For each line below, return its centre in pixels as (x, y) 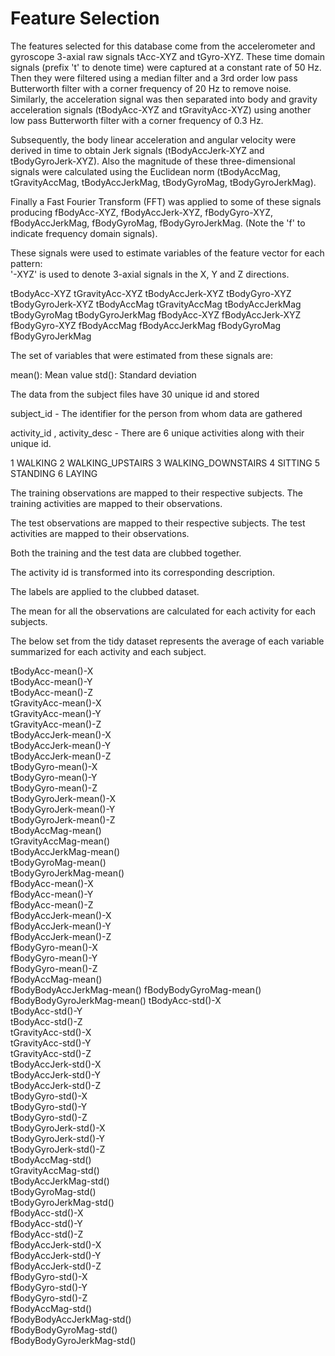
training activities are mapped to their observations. (116, 503)
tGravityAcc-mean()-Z (56, 724)
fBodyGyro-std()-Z (49, 1298)
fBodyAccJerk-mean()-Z (61, 936)
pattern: (26, 263)
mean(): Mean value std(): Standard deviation (103, 374)
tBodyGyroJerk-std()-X (58, 1128)
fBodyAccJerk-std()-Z (56, 1266)
